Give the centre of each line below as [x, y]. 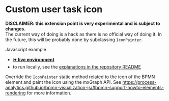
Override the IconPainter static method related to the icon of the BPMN [80, 77]
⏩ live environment [33, 59]
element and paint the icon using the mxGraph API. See [63, 82]
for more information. [49, 93]
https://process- [139, 82]
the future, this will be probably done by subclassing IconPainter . [74, 40]
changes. [16, 28]
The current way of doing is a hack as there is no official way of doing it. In [83, 34]
